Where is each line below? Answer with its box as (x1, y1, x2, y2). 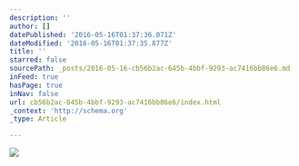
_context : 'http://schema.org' (9, 106, 128, 115)
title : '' (9, 47, 47, 56)
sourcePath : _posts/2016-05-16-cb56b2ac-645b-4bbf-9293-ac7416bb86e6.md (9, 64, 291, 73)
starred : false (9, 55, 67, 64)
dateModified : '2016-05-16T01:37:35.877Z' (9, 38, 173, 48)
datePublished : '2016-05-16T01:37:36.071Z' (9, 30, 177, 39)
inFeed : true (9, 73, 59, 82)
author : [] (9, 22, 51, 31)
